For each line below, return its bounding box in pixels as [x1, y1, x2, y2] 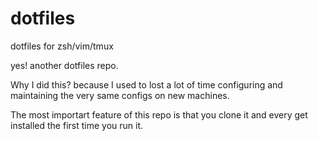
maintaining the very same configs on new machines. [10, 89, 230, 101]
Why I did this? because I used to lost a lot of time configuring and [10, 78, 283, 91]
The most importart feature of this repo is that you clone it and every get [10, 108, 308, 121]
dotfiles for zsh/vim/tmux [10, 40, 114, 52]
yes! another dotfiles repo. [10, 59, 119, 71]
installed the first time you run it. [10, 119, 144, 131]
